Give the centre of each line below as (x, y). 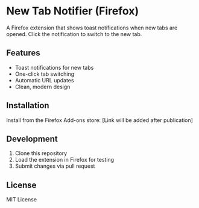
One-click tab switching (44, 74)
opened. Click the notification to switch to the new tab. (74, 34)
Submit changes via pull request (55, 166)
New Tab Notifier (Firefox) (73, 11)
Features (23, 53)
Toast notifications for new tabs (54, 67)
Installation (28, 106)
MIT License (22, 200)
